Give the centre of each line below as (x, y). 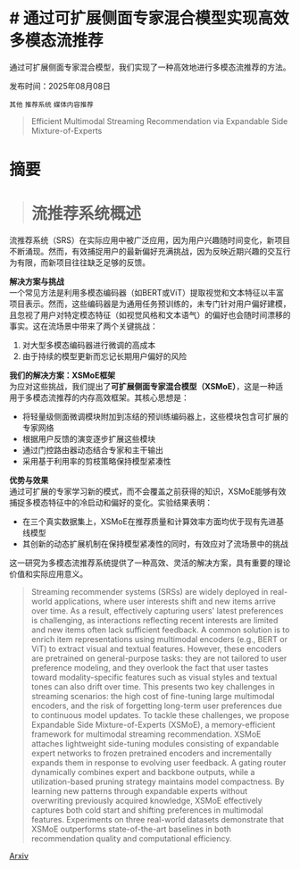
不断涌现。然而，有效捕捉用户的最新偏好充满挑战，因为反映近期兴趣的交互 (146, 252)
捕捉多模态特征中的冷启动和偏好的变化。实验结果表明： (111, 503)
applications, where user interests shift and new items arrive (165, 602)
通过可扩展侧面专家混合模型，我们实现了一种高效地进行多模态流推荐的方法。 (150, 67)
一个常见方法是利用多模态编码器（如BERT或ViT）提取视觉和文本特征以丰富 (146, 293)
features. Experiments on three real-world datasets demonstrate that (157, 820)
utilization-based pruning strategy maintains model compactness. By (158, 781)
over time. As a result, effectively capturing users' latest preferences (157, 611)
